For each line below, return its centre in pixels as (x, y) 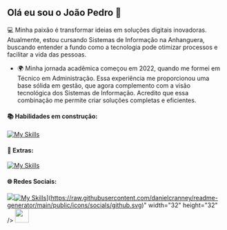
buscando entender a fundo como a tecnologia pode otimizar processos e (113, 47)
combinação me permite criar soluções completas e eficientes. (107, 100)
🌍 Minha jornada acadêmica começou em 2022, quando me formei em (119, 68)
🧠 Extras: (20, 150)
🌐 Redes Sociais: (32, 181)
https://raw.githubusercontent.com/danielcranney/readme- (135, 198)
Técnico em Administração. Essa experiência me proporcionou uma (113, 78)
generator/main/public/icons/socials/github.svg (75, 205)
